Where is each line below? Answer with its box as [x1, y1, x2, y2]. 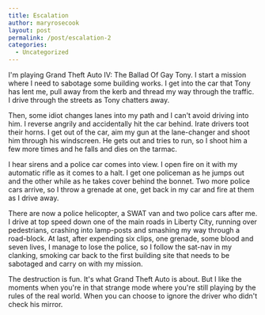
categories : [8, 41, 47, 49]
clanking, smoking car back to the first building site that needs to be [8, 251, 230, 260]
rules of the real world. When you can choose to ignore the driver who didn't [8, 291, 258, 301]
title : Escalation [8, 11, 69, 20]
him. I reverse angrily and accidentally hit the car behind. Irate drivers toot [8, 120, 249, 128]
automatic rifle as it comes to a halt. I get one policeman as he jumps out [8, 168, 245, 177]
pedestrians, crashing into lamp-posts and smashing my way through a [8, 226, 240, 234]
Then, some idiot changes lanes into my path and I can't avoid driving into [8, 111, 249, 120]
